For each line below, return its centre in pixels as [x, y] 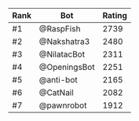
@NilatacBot [62, 54]
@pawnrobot [63, 105]
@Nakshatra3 [64, 41]
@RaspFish [60, 29]
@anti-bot [58, 80]
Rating [115, 15]
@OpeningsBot [67, 67]
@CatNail [57, 92]
